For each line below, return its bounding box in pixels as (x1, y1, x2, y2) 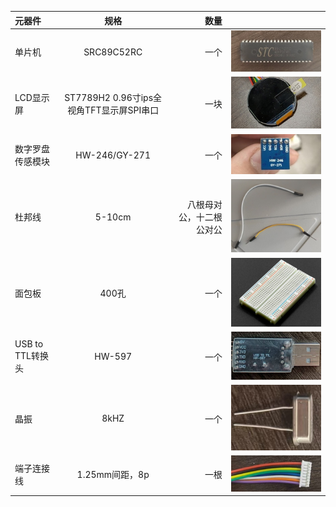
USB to (14, 338, 44, 350)
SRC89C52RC (83, 46, 143, 58)
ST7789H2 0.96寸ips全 (64, 92, 163, 104)
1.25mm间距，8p (76, 469, 150, 481)
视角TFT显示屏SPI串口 (67, 104, 160, 116)
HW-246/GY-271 (75, 149, 151, 161)
